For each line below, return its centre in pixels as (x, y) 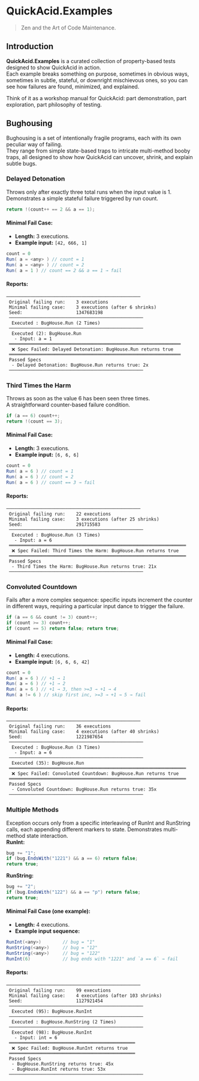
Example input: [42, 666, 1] (51, 242)
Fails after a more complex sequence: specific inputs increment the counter (99, 600)
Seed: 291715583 (55, 524)
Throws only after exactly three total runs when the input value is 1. (89, 192)
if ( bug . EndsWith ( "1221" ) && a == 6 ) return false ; (72, 859)
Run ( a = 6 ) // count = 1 (40, 471)
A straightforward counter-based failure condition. (68, 405)
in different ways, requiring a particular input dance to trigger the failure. (95, 606)
